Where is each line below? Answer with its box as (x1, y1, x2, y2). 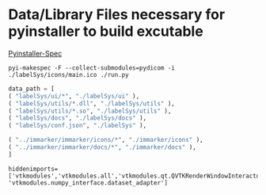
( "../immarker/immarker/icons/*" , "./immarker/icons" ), (8, 136, 203, 144)
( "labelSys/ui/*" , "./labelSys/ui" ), (8, 92, 140, 100)
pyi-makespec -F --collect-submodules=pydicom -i (8, 63, 176, 72)
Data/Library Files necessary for (8, 6, 226, 24)
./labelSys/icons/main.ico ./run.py (8, 71, 129, 78)
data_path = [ (8, 85, 55, 93)
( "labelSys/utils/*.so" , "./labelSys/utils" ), (8, 107, 172, 115)
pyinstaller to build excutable (8, 22, 203, 40)
